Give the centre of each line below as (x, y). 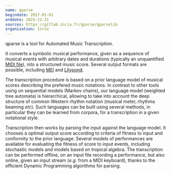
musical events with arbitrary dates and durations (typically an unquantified (85, 59)
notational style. (22, 118)
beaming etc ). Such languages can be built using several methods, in (78, 107)
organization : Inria (27, 29)
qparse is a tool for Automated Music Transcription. (59, 43)
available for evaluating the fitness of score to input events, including (78, 144)
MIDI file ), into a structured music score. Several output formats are (76, 64)
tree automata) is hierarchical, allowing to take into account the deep (77, 96)
